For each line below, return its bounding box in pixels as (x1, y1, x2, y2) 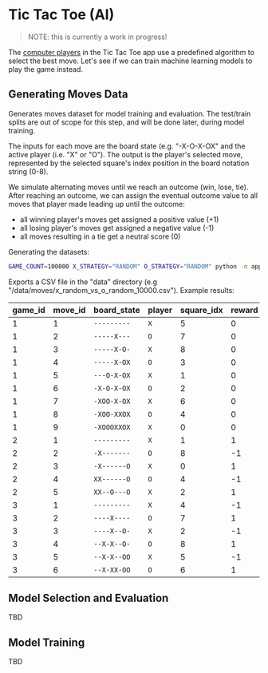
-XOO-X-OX (93, 397, 131, 406)
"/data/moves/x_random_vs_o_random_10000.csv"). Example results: (8, 285, 235, 295)
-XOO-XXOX (93, 410, 131, 418)
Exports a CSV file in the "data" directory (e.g (8, 277, 158, 287)
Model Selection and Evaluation (8, 592, 169, 605)
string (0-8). (8, 166, 49, 176)
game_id (12, 304, 45, 315)
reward (231, 304, 258, 315)
